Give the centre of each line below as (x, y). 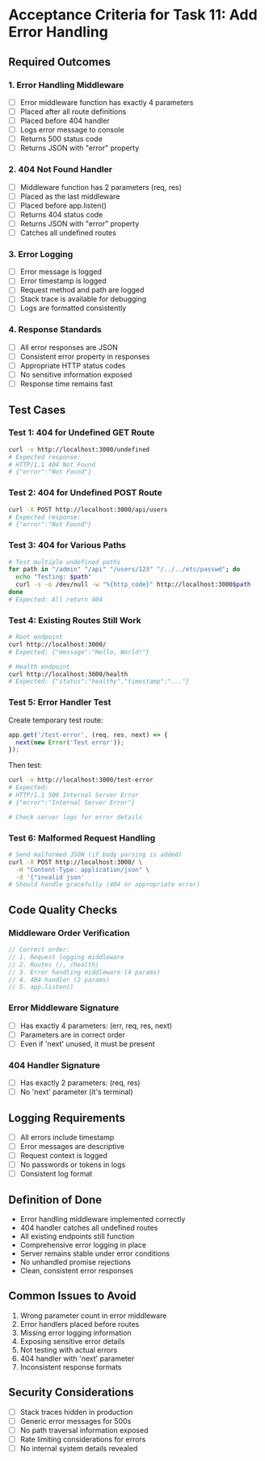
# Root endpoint (36, 637)
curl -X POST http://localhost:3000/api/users (88, 509)
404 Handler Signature (55, 1065)
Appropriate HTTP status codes (73, 365)
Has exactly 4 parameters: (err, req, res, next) (96, 1025)
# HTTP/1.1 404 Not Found (52, 465)
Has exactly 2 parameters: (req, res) (80, 1083)
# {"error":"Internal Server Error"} (72, 802)
